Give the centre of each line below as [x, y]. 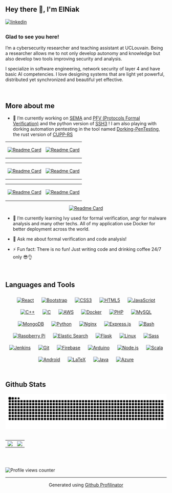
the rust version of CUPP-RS [43, 134]
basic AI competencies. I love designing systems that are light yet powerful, [85, 74]
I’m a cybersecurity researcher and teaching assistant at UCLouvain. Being [84, 48]
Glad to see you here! [32, 36]
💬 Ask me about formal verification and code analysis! [70, 239]
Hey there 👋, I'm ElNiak [42, 9]
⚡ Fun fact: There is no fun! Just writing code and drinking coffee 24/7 [87, 249]
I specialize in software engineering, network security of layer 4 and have [83, 69]
